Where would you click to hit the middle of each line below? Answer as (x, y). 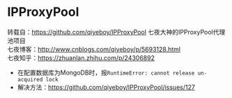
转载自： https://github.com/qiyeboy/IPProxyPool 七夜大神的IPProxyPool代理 (116, 32)
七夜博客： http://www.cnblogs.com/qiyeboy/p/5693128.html (94, 49)
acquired (30, 79)
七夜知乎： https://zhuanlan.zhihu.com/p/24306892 (81, 58)
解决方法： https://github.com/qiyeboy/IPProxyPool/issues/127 (106, 87)
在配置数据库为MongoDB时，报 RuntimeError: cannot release (106, 72)
